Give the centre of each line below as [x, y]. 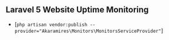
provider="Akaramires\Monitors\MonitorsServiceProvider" [88, 31]
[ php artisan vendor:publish [51, 24]
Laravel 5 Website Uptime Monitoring [77, 10]
